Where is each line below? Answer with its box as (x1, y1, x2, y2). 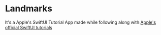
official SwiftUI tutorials (5, 24, 53, 30)
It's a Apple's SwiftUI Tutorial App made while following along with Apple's (5, 19, 156, 25)
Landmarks (5, 3, 53, 14)
